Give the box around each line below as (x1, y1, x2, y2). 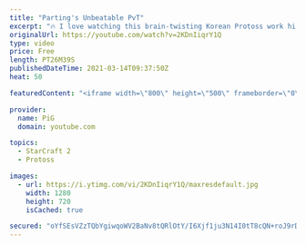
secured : (9, 221, 43, 231)
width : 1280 (25, 188, 71, 198)
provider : (9, 105, 47, 114)
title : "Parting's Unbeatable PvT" (9, 13, 145, 23)
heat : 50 (9, 73, 43, 82)
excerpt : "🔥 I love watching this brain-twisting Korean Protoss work (9, 22, 284, 31)
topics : (9, 138, 39, 148)
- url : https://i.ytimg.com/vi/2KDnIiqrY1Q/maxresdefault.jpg (17, 180, 259, 189)
